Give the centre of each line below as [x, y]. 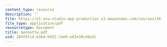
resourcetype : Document [30, 28]
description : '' [22, 14]
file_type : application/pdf [34, 23]
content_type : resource [30, 10]
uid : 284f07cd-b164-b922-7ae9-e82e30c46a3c [51, 37]
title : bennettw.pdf [27, 32]
